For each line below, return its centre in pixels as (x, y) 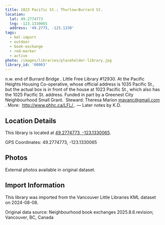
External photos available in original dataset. (50, 170)
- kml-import (23, 38)
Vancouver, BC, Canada (29, 217)
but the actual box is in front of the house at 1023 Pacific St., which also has (82, 90)
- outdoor (20, 42)
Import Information (35, 185)
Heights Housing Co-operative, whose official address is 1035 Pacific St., (80, 84)
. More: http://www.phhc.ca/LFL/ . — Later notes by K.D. (63, 105)
